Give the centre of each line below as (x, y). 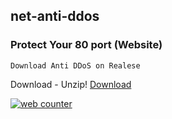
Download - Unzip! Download (71, 84)
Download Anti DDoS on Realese (75, 65)
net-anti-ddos (55, 16)
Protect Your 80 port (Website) (86, 45)
